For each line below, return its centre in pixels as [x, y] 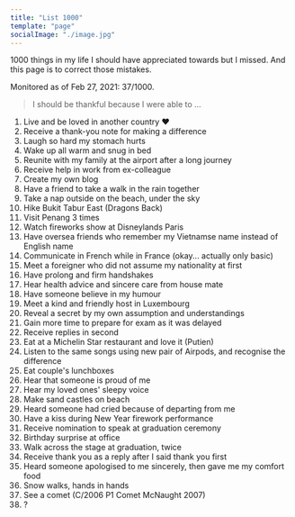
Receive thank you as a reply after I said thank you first [125, 457]
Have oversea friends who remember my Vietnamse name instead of [151, 237]
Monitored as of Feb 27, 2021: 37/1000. [83, 87]
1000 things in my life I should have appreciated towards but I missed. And [148, 60]
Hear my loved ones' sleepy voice [86, 390]
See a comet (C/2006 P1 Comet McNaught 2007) [114, 495]
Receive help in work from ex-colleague [97, 170]
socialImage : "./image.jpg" [63, 34]
